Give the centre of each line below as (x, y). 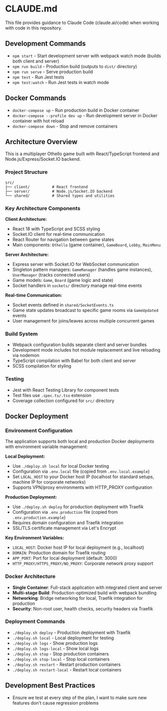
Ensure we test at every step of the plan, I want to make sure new (80, 697)
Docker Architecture (30, 576)
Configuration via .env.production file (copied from (65, 512)
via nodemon (26, 355)
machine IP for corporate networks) (49, 482)
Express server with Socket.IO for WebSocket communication (76, 264)
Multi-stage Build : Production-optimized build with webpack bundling (84, 593)
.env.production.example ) (39, 517)
